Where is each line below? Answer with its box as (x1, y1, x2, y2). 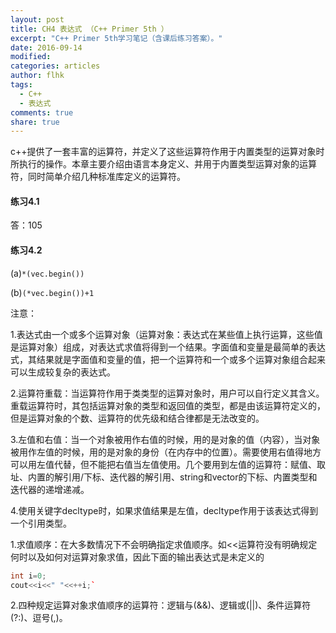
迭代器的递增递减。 (10, 483, 90, 495)
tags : (10, 80, 33, 90)
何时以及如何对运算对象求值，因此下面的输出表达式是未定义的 (10, 551, 265, 563)
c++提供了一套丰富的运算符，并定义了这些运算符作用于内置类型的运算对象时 (10, 146, 325, 158)
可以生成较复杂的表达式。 (10, 366, 116, 378)
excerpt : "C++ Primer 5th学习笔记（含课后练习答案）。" (10, 33, 223, 43)
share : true (10, 117, 60, 127)
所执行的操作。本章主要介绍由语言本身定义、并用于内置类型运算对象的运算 (10, 158, 317, 170)
